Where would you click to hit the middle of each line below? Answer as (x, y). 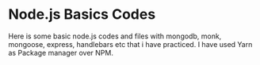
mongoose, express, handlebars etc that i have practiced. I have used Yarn (130, 44)
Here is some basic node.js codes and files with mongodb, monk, (115, 36)
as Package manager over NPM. (61, 52)
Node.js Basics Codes (82, 14)
